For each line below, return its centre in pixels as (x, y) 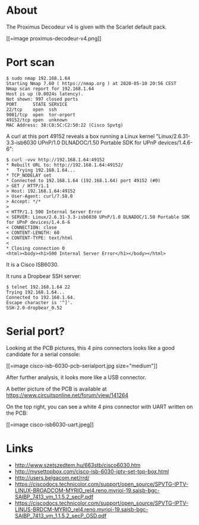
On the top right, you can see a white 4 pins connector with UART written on (99, 407)
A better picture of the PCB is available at (56, 389)
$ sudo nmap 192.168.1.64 (38, 78)
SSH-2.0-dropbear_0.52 (34, 308)
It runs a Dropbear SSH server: (44, 276)
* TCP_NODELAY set (29, 175)
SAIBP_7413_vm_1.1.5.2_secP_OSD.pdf (61, 515)
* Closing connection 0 (36, 248)
